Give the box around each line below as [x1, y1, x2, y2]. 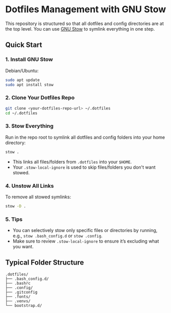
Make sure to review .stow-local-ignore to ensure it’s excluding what [12, 238, 159, 244]
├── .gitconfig [5, 290, 38, 295]
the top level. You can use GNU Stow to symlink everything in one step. [5, 25, 155, 32]
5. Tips [5, 216, 23, 223]
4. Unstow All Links [5, 182, 54, 189]
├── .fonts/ [5, 294, 31, 299]
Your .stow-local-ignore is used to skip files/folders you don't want [12, 164, 156, 170]
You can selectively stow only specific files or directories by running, [12, 227, 158, 233]
